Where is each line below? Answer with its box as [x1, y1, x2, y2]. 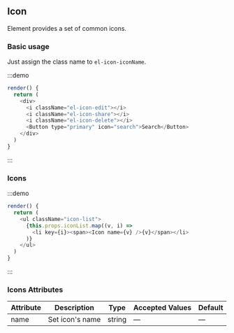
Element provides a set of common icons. [7, 24, 127, 32]
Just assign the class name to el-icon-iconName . [7, 57, 147, 66]
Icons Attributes [7, 285, 64, 295]
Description [54, 303, 94, 313]
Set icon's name [47, 315, 101, 325]
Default [198, 303, 224, 313]
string [107, 315, 127, 325]
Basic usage [7, 41, 50, 51]
